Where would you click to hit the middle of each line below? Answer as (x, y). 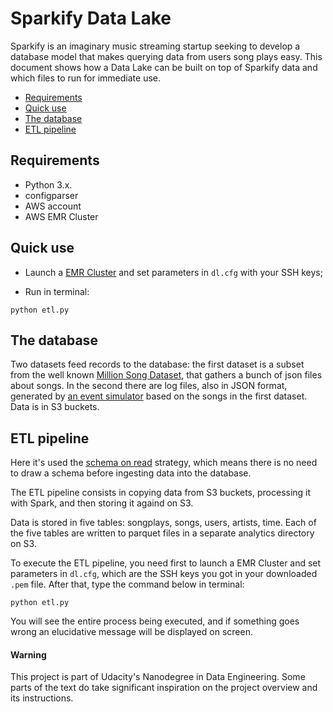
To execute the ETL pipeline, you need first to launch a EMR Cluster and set (166, 563)
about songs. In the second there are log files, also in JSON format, (149, 386)
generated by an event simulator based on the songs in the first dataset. (159, 396)
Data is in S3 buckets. (55, 407)
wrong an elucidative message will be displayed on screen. (131, 632)
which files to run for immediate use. (86, 78)
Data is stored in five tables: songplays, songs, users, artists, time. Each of (163, 523)
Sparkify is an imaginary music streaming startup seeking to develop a (155, 46)
